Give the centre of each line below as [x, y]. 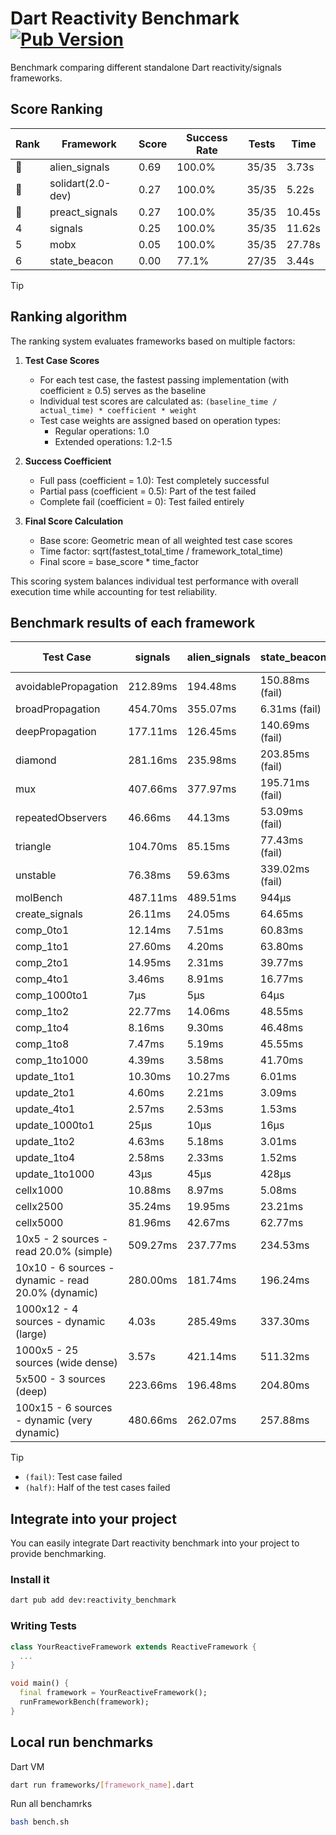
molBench [39, 898]
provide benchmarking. [58, 1554]
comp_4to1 [42, 979]
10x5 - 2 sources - [62, 1239]
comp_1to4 [42, 1028]
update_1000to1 [55, 1125]
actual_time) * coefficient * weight [118, 410]
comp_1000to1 [52, 995]
